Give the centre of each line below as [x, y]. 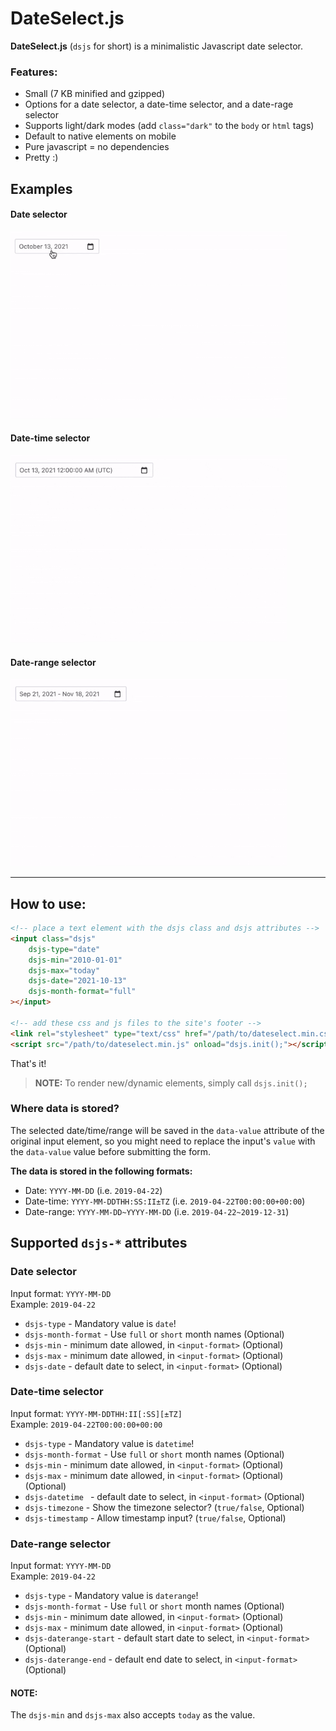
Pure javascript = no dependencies [97, 147]
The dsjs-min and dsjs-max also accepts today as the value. [133, 1715]
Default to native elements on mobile [100, 136]
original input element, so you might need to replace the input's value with [163, 1141]
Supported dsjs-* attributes [99, 1243]
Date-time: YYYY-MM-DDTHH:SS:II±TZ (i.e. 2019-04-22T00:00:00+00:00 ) [165, 1201]
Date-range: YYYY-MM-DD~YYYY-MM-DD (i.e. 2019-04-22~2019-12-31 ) [157, 1211]
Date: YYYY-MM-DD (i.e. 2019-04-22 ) [93, 1190]
